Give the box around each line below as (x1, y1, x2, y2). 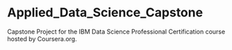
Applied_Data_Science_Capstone (7, 5, 204, 21)
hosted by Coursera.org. (7, 34, 78, 42)
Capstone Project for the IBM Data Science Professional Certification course (7, 27, 226, 36)
